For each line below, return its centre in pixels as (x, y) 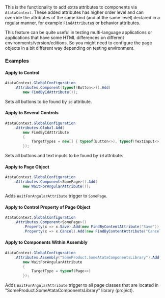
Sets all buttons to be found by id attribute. (49, 101)
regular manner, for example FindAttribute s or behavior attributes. (73, 23)
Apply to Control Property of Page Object (48, 207)
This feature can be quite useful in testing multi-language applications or (79, 32)
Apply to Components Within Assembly (46, 242)
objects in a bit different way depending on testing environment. (70, 48)
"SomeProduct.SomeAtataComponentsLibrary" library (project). (69, 291)
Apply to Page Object (27, 166)
